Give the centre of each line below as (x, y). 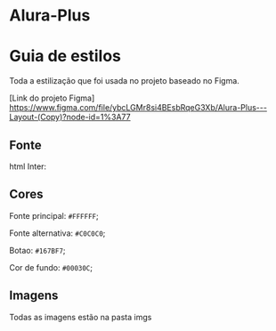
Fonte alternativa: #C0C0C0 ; (57, 233)
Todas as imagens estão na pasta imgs (81, 317)
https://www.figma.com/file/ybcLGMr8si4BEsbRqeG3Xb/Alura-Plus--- (138, 108)
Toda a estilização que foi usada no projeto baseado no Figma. (125, 81)
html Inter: (28, 166)
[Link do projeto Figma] (52, 98)
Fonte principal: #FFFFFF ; (54, 215)
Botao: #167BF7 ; (37, 250)
